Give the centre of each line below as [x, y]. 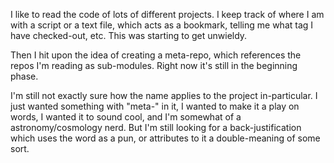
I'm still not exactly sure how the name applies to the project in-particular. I [164, 95]
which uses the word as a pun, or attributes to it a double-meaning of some [165, 138]
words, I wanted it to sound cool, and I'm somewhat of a [126, 117]
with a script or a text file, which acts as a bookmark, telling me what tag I [162, 25]
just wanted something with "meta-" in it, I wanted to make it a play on [155, 106]
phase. [24, 76]
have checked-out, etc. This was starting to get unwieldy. [129, 35]
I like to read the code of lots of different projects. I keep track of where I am [167, 14]
